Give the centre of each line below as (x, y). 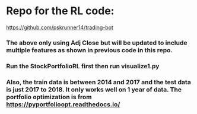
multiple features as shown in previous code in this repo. (90, 50)
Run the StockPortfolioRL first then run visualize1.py (83, 66)
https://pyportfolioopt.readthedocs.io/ (63, 104)
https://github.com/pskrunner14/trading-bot (60, 27)
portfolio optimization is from (49, 97)
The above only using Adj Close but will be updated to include (97, 43)
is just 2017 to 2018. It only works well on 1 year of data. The (94, 89)
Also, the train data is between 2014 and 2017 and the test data (99, 82)
